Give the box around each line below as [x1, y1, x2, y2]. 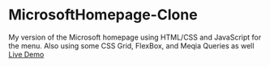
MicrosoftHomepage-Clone [8, 6, 198, 24]
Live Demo [8, 49, 45, 59]
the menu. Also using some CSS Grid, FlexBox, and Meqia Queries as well [8, 40, 255, 50]
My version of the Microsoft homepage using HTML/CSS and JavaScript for [8, 32, 262, 42]
